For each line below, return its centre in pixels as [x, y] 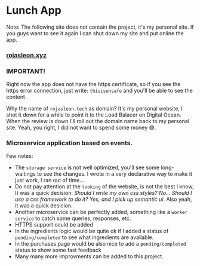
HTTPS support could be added [54, 225]
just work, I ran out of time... [50, 181]
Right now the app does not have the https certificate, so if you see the [93, 84]
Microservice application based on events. [70, 143]
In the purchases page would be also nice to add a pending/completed [100, 244]
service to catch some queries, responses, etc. [73, 218]
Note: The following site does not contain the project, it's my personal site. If [100, 27]
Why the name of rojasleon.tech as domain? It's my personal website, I [95, 109]
